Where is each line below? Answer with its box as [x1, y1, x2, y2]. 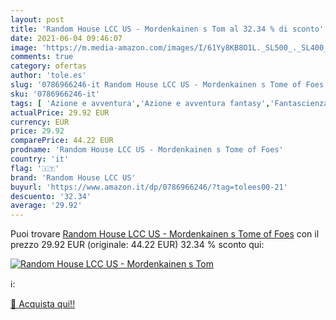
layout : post [10, 14, 65, 25]
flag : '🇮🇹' [10, 163, 60, 173]
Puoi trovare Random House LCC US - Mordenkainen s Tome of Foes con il [10, 228, 320, 240]
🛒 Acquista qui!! [10, 298, 76, 310]
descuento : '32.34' [10, 191, 92, 201]
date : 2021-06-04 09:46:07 [10, 33, 123, 43]
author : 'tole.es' [10, 71, 87, 81]
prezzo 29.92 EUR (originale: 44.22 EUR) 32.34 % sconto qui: [10, 239, 265, 251]
